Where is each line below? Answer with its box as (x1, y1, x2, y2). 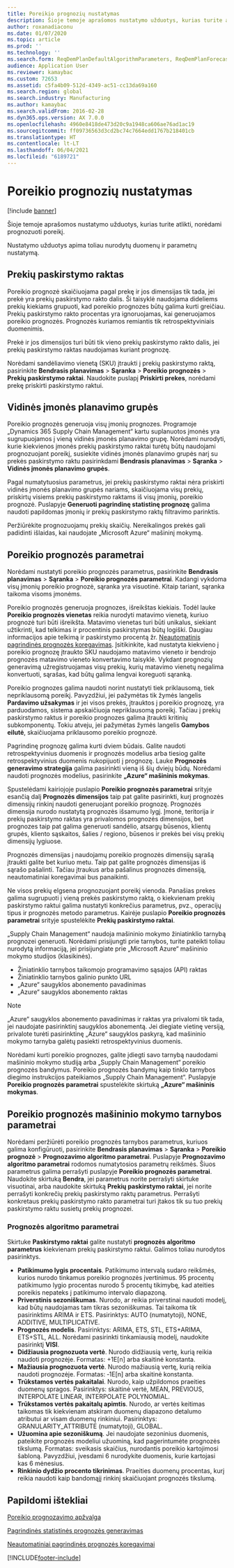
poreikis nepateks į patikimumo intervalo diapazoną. (17, 1288, 167, 1297)
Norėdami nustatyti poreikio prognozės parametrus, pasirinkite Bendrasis (7, 568, 219, 576)
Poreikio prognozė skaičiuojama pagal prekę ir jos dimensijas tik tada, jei (7, 287, 215, 296)
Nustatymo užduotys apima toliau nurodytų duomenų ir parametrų (7, 240, 197, 249)
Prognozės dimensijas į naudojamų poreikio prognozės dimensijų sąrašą (7, 851, 214, 859)
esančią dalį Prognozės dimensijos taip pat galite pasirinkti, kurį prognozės (7, 793, 224, 801)
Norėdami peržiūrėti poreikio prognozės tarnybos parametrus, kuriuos (7, 1137, 208, 1146)
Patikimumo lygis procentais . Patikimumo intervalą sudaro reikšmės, (17, 1266, 217, 1274)
